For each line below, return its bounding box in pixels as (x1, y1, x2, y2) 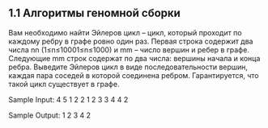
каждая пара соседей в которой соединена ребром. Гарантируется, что (8, 70, 259, 80)
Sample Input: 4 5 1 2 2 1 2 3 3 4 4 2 (8, 94, 129, 104)
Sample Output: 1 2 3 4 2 (8, 110, 91, 120)
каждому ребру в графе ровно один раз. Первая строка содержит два (8, 36, 253, 46)
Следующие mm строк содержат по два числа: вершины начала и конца (8, 53, 261, 63)
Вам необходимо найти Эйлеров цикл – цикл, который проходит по (8, 27, 242, 37)
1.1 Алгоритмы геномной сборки (8, 6, 181, 20)
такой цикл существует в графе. (8, 79, 120, 89)
